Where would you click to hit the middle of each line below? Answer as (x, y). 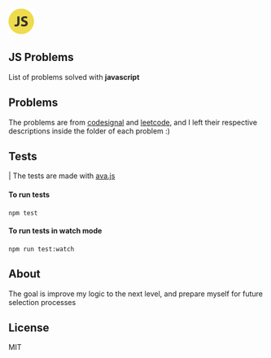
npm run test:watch (42, 249)
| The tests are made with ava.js (62, 176)
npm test (23, 213)
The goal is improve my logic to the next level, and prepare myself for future (135, 294)
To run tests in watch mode (55, 231)
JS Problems (41, 57)
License (29, 327)
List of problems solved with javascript (74, 76)
